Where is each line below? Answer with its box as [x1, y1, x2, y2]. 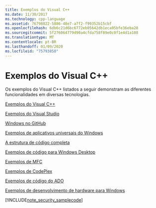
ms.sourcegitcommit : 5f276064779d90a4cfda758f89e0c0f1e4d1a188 [5, 30, 139, 35]
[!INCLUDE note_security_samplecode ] [5, 197, 83, 203]
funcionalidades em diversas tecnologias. [5, 92, 90, 98]
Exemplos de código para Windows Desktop [5, 149, 96, 155]
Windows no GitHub [5, 120, 46, 126]
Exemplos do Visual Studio [5, 111, 59, 117]
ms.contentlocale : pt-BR [5, 40, 56, 45]
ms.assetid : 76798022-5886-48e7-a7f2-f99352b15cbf [5, 21, 112, 26]
